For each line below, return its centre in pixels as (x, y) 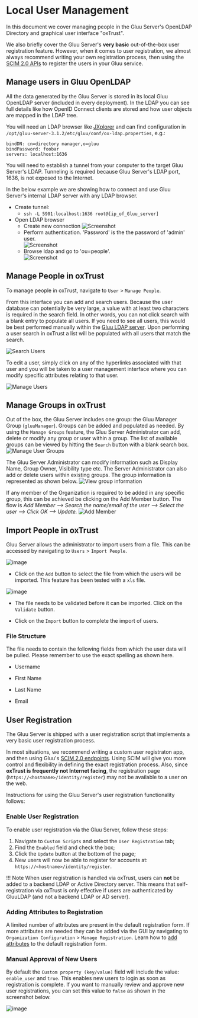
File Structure (26, 636)
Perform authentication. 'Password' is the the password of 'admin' (104, 232)
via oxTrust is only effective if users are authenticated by (104, 890)
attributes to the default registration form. (57, 943)
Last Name (28, 690)
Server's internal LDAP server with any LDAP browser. (72, 196)
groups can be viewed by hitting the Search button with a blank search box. (98, 444)
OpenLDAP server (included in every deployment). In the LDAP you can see (98, 103)
